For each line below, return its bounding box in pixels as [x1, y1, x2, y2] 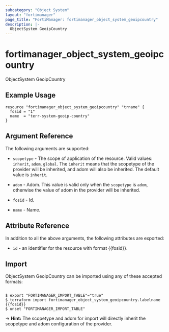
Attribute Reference [5, 222, 70, 230]
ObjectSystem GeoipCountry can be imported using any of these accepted [5, 273, 162, 279]
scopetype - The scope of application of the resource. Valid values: [12, 155, 153, 161]
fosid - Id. [12, 197, 35, 203]
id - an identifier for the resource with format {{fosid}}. [12, 245, 128, 251]
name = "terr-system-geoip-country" [10, 113, 90, 118]
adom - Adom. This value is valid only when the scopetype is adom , [12, 181, 148, 187]
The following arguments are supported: [5, 145, 90, 151]
